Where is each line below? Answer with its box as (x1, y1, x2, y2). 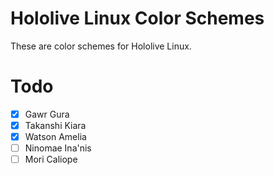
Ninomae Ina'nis (24, 142, 92, 154)
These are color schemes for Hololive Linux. (10, 40, 192, 52)
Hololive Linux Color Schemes (10, 7, 265, 30)
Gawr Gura (24, 108, 70, 120)
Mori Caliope (24, 153, 78, 166)
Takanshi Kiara (24, 119, 87, 131)
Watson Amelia (24, 131, 87, 142)
